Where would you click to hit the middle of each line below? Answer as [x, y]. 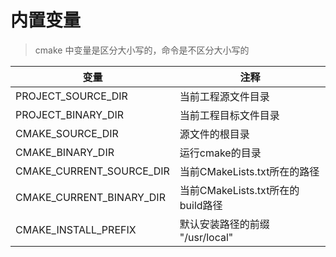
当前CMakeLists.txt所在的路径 [249, 171]
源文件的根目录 [214, 134]
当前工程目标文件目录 [229, 115]
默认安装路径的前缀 [224, 224]
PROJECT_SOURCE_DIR [71, 96]
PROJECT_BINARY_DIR [70, 114]
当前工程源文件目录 [224, 96]
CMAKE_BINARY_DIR [65, 152]
